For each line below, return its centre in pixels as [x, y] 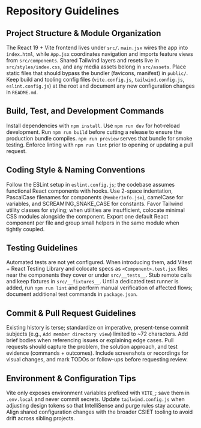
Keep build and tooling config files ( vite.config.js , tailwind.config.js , [95, 80]
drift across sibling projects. [40, 418]
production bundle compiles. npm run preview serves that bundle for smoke [99, 138]
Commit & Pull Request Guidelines [71, 313]
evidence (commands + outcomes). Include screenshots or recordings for [97, 353]
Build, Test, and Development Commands [85, 111]
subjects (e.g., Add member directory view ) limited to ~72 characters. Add [97, 334]
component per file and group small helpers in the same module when [93, 223]
